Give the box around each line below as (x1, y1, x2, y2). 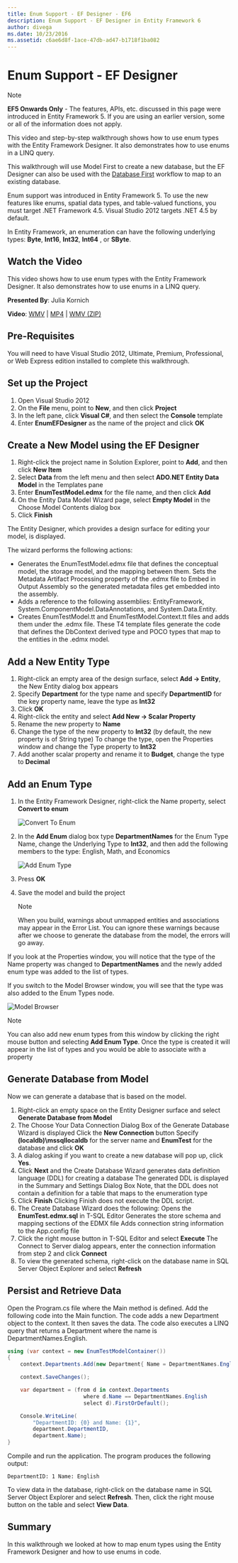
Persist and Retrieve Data (7, 1285, 122, 1297)
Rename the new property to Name (17, 720, 121, 729)
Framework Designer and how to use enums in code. (7, 1547, 161, 1556)
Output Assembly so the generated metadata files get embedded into (17, 582, 220, 591)
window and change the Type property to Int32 (17, 743, 157, 751)
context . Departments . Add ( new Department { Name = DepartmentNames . (20, 1361, 220, 1368)
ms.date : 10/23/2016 (7, 30, 69, 38)
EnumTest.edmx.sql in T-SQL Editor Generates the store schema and (17, 1211, 221, 1220)
